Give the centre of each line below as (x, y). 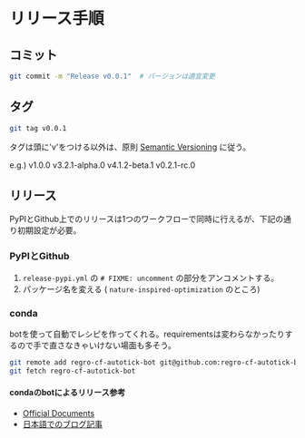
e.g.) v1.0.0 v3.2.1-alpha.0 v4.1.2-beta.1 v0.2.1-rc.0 (103, 165)
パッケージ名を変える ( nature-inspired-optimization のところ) (141, 289)
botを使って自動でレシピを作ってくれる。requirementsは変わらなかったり (147, 334)
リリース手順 (57, 19)
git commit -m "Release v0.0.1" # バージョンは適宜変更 (113, 76)
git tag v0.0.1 (38, 128)
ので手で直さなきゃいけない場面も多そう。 (97, 345)
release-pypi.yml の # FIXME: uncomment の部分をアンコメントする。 (151, 277)
